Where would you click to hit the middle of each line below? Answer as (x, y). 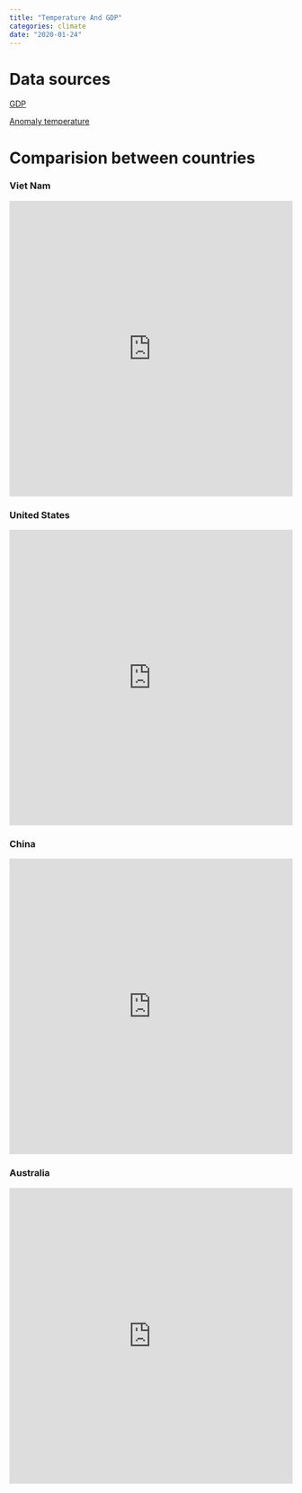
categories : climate (48, 26)
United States (40, 514)
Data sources (60, 79)
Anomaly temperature (49, 122)
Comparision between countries (133, 158)
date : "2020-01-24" (46, 34)
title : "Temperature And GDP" (66, 18)
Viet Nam (30, 186)
